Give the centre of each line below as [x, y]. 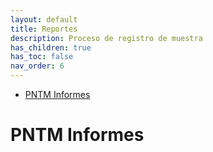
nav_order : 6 [37, 66]
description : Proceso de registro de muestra [106, 38]
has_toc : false [42, 57]
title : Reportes [44, 29]
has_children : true [51, 47]
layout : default [44, 19]
